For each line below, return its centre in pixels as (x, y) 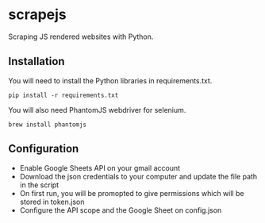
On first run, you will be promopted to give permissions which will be (132, 193)
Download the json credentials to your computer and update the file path (138, 176)
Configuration (44, 149)
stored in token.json (52, 202)
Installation (36, 62)
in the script (39, 185)
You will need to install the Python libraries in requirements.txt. (110, 80)
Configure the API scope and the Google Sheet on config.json (121, 210)
